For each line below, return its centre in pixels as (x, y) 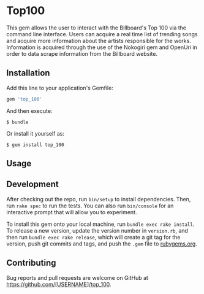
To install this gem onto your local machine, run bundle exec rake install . (100, 224)
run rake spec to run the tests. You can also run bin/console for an (90, 206)
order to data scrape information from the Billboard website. (82, 53)
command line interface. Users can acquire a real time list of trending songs (102, 34)
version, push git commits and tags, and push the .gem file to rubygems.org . (102, 244)
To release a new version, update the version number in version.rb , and (97, 230)
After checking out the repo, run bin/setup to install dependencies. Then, (99, 199)
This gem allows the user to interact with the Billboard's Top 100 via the (96, 28)
